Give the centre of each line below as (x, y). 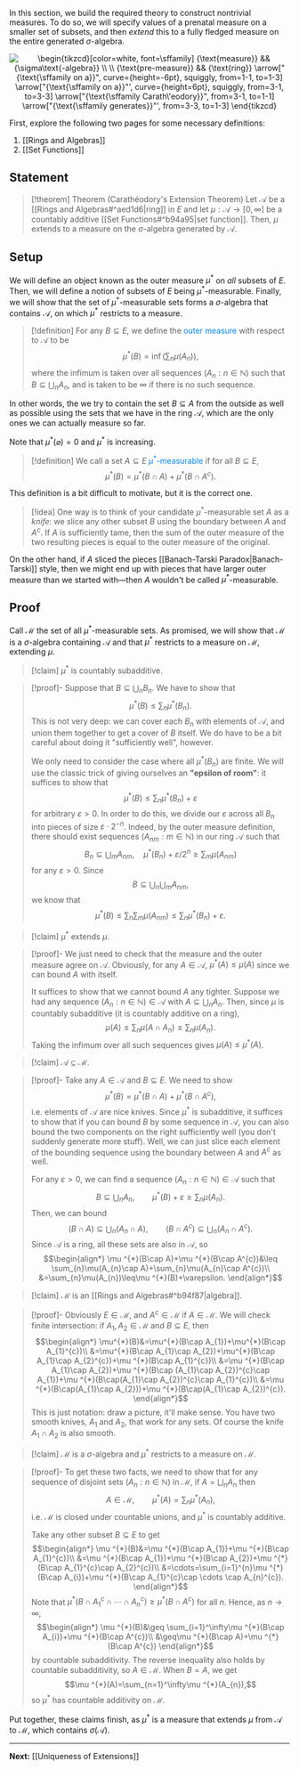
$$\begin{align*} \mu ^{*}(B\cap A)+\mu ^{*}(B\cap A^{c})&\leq (161, 1259)
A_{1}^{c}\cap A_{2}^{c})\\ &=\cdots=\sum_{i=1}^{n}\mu (166, 1567)
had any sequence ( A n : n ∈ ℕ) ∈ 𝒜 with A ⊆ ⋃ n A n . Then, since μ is (158, 1003)
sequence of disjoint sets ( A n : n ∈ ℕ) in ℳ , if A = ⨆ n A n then (143, 1483)
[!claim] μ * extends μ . (70, 936)
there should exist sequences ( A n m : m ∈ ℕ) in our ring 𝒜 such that (155, 838)
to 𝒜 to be (50, 340)
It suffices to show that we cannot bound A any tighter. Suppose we (155, 992)
